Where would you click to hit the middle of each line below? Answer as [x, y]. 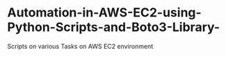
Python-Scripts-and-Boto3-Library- [114, 27]
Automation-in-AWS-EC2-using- [104, 13]
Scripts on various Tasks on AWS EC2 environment [80, 46]
